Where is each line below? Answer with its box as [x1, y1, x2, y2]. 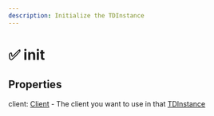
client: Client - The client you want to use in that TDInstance [8, 99, 206, 108]
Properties [8, 78, 62, 91]
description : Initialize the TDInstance [8, 11, 145, 20]
